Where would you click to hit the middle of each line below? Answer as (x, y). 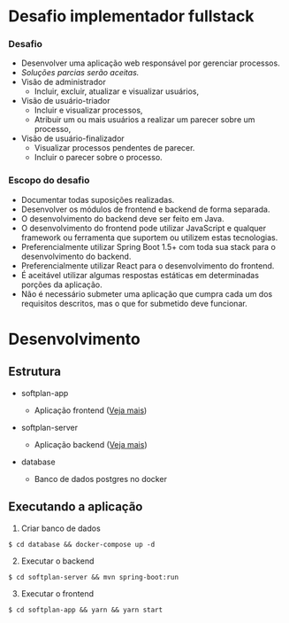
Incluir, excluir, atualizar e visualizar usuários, (117, 91)
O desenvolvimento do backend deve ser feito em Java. (122, 218)
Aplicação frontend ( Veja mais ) (91, 410)
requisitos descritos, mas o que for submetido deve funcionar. (134, 303)
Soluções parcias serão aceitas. (80, 73)
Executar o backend (57, 561)
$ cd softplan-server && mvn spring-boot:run (93, 577)
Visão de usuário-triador (66, 101)
